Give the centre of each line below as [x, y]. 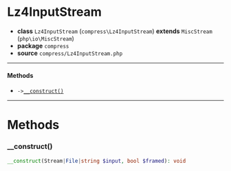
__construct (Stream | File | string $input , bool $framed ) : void [97, 161]
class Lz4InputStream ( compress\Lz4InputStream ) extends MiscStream [115, 31]
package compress [43, 46]
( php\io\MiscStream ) [45, 38]
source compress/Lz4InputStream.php [70, 53]
